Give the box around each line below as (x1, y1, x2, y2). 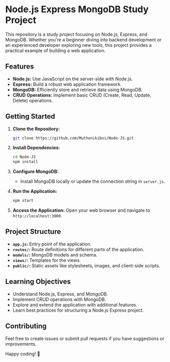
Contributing (5, 322, 47, 330)
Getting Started (5, 112, 55, 121)
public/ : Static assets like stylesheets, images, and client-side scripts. (12, 262, 160, 268)
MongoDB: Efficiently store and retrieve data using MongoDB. (12, 87, 143, 93)
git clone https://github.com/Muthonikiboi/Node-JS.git (12, 135, 134, 141)
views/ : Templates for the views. (12, 257, 81, 263)
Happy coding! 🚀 (5, 350, 41, 357)
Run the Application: (12, 188, 58, 194)
